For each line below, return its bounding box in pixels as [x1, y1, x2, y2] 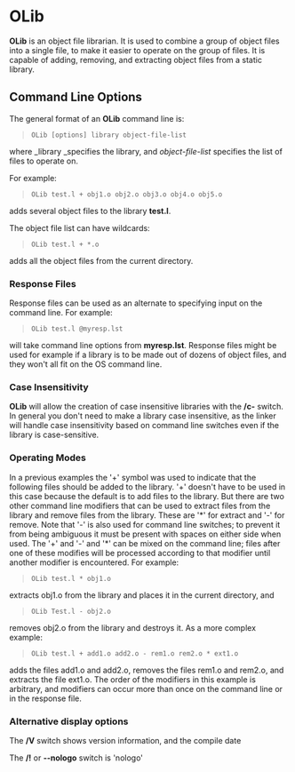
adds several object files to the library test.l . [9, 205, 171, 216]
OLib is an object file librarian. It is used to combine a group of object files [9, 36, 280, 46]
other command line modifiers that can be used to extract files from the [9, 500, 271, 511]
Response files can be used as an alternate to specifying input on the [9, 298, 263, 308]
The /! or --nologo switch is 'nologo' [9, 752, 144, 763]
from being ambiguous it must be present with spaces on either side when [9, 529, 282, 539]
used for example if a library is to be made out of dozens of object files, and [9, 349, 287, 361]
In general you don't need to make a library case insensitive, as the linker [9, 410, 277, 421]
